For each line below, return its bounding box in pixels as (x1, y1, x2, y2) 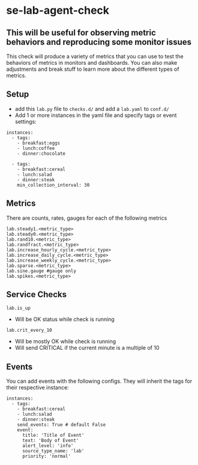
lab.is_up (6, 305, 31, 311)
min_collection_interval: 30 (17, 182, 90, 188)
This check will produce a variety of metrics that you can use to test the (6, 53, 184, 60)
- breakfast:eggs (17, 140, 61, 146)
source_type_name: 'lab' (22, 448, 85, 454)
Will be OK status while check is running (14, 316, 115, 323)
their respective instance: (6, 384, 69, 391)
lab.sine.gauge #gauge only (6, 268, 77, 274)
